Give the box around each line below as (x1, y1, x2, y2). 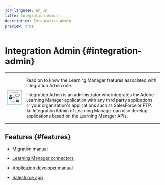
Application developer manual (12, 165, 73, 171)
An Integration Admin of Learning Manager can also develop (26, 107, 148, 113)
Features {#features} (5, 133, 71, 141)
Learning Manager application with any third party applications (26, 97, 153, 103)
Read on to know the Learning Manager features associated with (26, 77, 157, 83)
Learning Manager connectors (12, 155, 74, 161)
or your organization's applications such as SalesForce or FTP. (26, 102, 152, 108)
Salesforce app (12, 175, 43, 181)
